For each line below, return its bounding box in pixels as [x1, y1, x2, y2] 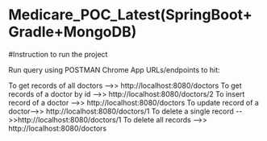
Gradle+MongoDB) [8, 23, 137, 41]
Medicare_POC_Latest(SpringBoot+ [8, 6, 252, 24]
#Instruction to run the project [8, 49, 108, 59]
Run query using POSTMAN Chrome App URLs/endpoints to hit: [8, 64, 220, 74]
